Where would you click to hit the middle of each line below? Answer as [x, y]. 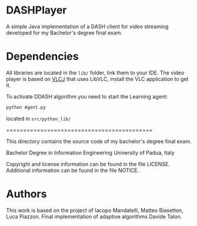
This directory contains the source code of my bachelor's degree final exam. [99, 141]
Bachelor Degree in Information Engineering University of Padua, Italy [90, 153]
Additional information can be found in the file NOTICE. [73, 170]
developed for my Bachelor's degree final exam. [64, 32]
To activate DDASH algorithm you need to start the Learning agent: [87, 96]
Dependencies [42, 57]
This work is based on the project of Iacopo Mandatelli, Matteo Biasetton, [95, 210]
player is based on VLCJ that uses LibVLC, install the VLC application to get [97, 79]
